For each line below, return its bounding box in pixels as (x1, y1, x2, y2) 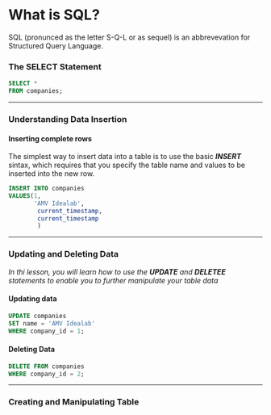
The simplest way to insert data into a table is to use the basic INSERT (8, 152, 242, 161)
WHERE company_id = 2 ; (8, 370, 85, 378)
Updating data (8, 294, 58, 304)
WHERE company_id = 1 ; (8, 327, 85, 335)
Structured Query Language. (8, 40, 103, 50)
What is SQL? (8, 6, 101, 24)
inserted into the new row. (8, 169, 95, 178)
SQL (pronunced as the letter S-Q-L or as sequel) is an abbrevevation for (8, 32, 251, 42)
